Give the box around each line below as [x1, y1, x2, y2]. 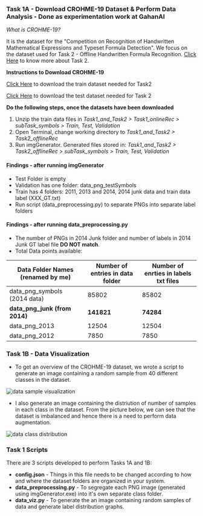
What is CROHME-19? [6, 26, 61, 33]
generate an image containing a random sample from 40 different [14, 370, 178, 376]
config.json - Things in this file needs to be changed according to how [14, 471, 192, 479]
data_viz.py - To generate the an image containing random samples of [14, 497, 192, 504]
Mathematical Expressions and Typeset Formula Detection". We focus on [6, 44, 188, 51]
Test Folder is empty [14, 175, 66, 182]
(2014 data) [9, 294, 44, 303]
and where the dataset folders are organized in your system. [14, 477, 166, 485]
